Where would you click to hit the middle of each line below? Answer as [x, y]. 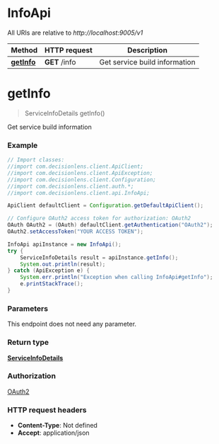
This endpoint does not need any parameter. [72, 324]
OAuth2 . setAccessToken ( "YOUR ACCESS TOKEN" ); [75, 232]
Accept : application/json [53, 433]
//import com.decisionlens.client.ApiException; [80, 173]
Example [23, 145]
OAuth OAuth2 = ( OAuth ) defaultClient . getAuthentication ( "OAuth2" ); [110, 225]
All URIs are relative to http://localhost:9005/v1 [75, 33]
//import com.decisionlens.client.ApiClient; [75, 167]
